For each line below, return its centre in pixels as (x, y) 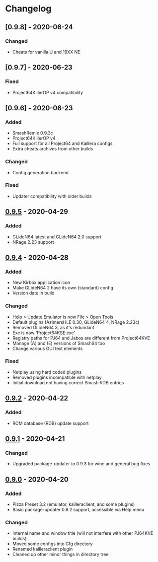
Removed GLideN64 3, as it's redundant (53, 327)
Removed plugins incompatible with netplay (57, 377)
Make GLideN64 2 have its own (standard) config (63, 288)
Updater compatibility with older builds (52, 196)
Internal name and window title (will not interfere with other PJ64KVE (83, 533)
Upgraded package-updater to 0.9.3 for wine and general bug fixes (81, 464)
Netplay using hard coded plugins (47, 372)
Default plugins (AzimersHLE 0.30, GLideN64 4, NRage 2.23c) (76, 322)
